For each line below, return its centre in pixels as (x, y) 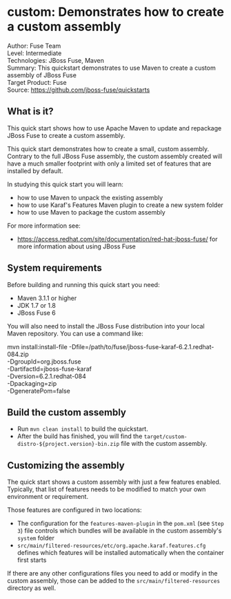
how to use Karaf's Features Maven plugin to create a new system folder (120, 205)
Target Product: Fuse (37, 82)
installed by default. (35, 170)
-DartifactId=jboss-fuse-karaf (49, 369)
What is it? (30, 111)
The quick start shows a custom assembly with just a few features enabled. (114, 482)
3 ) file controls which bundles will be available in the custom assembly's (119, 531)
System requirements (54, 268)
